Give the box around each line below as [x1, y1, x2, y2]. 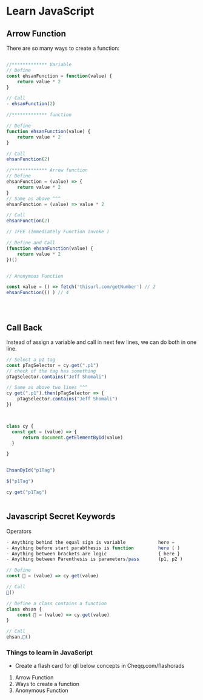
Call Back [6, 322, 42, 332]
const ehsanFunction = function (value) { [6, 73, 113, 79]
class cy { [6, 423, 34, 429]
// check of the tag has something [6, 368, 96, 374]
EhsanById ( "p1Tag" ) [6, 467, 56, 473]
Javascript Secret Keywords [6, 512, 116, 522]
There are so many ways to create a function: [6, 44, 120, 52]
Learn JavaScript [6, 4, 95, 18]
